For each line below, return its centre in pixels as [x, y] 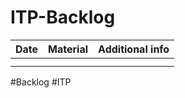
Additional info [134, 49]
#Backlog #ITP [41, 82]
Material [68, 49]
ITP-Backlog [63, 17]
